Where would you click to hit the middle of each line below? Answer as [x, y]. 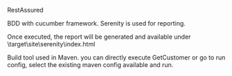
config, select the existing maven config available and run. [90, 65]
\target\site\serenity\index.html [51, 44]
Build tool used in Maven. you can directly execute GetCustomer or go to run [116, 57]
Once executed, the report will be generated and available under [99, 37]
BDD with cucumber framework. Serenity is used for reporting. [96, 23]
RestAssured [25, 10]
